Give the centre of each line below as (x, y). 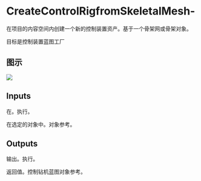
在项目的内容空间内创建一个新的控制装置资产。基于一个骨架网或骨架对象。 (99, 28)
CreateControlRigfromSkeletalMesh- (101, 11)
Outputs (22, 143)
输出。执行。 (22, 159)
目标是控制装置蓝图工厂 (35, 41)
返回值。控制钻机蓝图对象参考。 (46, 172)
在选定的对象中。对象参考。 (41, 124)
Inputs (19, 96)
